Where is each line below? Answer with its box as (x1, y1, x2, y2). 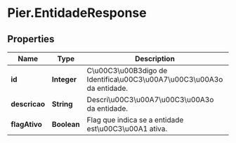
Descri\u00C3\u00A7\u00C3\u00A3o (86, 95, 214, 104)
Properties (7, 33, 55, 45)
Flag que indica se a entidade (86, 115, 184, 125)
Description (134, 54, 176, 63)
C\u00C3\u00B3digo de (86, 66, 168, 75)
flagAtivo (11, 120, 42, 129)
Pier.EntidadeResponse (7, 5, 147, 21)
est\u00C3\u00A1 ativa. (86, 124, 167, 133)
